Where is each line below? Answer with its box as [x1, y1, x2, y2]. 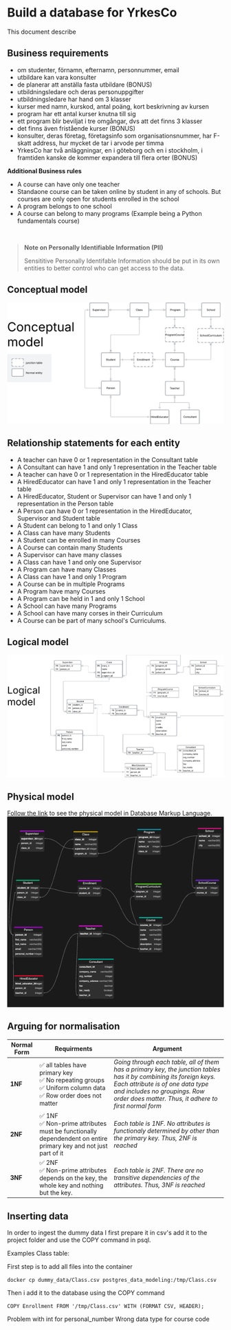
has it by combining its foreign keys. [113, 1073, 216, 1081]
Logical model [7, 636, 69, 648]
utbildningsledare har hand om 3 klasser [16, 95, 132, 103]
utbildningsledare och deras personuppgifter [16, 87, 144, 96]
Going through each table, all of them [113, 1058, 220, 1067]
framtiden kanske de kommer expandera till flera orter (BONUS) [16, 153, 198, 162]
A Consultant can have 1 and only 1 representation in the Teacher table [16, 463, 217, 471]
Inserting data [7, 1210, 69, 1222]
